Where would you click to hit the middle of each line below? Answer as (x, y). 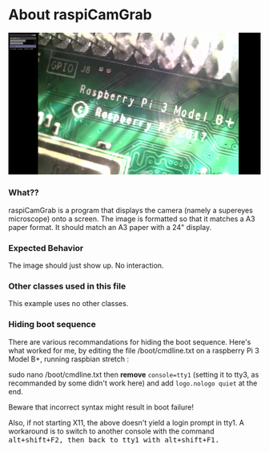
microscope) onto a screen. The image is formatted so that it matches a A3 (132, 219)
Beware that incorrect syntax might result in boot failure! (101, 407)
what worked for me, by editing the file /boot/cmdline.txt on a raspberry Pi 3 (134, 350)
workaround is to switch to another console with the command (111, 431)
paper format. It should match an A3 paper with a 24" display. (110, 227)
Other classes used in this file (67, 286)
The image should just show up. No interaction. (86, 265)
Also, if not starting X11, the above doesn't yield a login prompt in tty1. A (126, 422)
